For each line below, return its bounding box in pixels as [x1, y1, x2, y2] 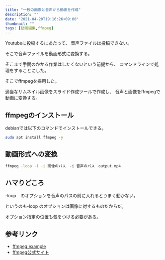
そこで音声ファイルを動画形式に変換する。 [5, 51, 92, 57]
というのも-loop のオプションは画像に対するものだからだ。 [5, 203, 126, 209]
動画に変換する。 [5, 95, 40, 101]
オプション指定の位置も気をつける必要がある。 [5, 214, 101, 220]
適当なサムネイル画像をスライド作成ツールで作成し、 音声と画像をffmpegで [5, 89, 161, 95]
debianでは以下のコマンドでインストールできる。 [5, 125, 106, 131]
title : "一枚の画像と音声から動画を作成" [5, 7, 81, 12]
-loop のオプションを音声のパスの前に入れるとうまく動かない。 [5, 193, 138, 199]
